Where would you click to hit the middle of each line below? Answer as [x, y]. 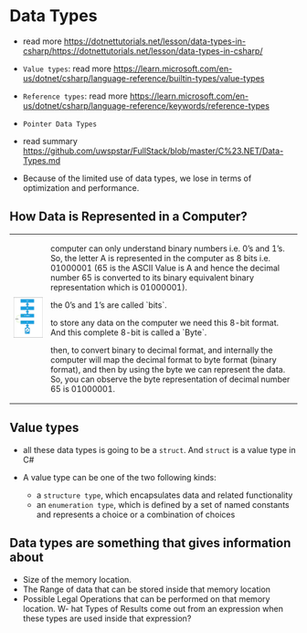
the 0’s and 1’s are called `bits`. [108, 305]
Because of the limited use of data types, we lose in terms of [137, 178]
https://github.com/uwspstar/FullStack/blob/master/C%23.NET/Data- [153, 151]
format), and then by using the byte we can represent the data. [168, 369]
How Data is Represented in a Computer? [129, 217]
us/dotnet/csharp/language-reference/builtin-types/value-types [143, 78]
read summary [50, 141]
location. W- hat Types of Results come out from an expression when [153, 608]
